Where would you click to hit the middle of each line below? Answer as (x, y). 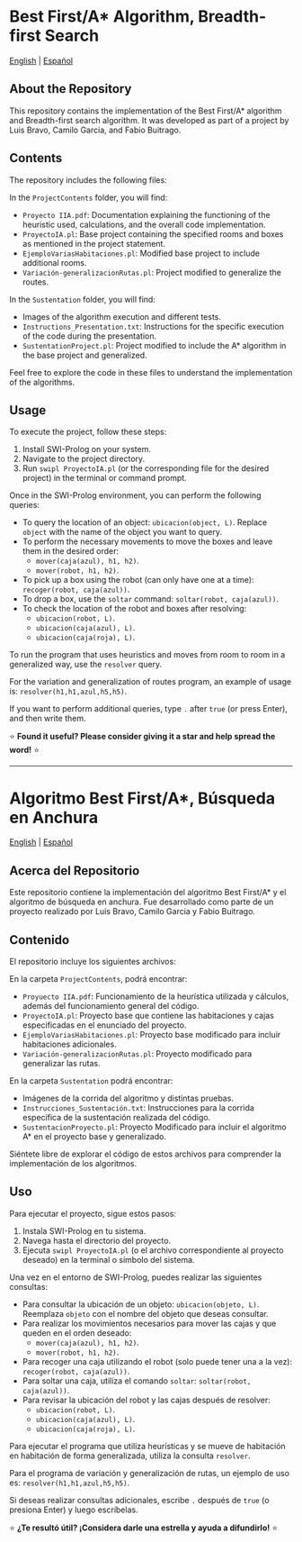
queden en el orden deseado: (77, 1333)
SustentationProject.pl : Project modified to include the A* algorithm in (154, 345)
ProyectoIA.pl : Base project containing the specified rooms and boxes (153, 234)
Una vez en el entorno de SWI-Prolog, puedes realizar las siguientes (136, 1277)
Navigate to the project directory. (84, 459)
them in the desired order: (71, 551)
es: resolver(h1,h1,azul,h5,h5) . (70, 1483)
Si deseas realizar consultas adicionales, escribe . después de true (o (139, 1500)
